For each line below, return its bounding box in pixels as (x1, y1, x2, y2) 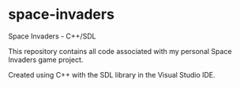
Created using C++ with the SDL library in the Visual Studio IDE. (8, 70, 216, 79)
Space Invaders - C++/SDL (8, 31, 96, 41)
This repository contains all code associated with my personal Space (8, 46, 232, 56)
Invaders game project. (8, 55, 84, 64)
